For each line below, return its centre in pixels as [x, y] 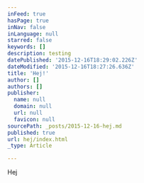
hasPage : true [28, 21]
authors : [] [25, 87]
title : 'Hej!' [28, 73]
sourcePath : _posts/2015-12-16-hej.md [65, 126]
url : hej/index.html [38, 139]
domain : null [33, 106]
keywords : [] [27, 47]
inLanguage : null [33, 34]
